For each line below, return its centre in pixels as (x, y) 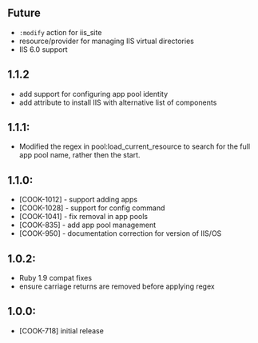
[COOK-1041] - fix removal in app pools (83, 217)
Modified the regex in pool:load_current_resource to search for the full (135, 146)
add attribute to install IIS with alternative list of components (118, 102)
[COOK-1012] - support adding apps (78, 200)
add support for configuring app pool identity (93, 94)
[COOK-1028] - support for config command (92, 208)
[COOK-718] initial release (62, 330)
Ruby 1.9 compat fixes (56, 278)
